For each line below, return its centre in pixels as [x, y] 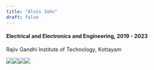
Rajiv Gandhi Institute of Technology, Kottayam [64, 49]
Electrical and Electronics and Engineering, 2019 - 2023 [77, 36]
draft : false [22, 17]
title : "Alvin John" [32, 12]
